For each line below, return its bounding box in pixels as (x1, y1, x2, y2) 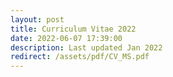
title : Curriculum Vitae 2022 (10, 24, 137, 34)
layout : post (10, 14, 65, 25)
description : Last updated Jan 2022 (10, 42, 163, 53)
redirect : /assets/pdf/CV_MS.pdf (10, 52, 150, 62)
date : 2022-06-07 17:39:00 (10, 33, 123, 43)
